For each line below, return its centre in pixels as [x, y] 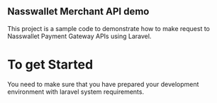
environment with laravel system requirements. [76, 92]
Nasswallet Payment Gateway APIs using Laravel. [79, 36]
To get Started [50, 65]
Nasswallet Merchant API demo [78, 12]
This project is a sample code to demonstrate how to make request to [109, 28]
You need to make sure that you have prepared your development [103, 84]
